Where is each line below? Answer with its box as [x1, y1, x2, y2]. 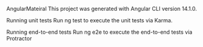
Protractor [6, 35, 33, 42]
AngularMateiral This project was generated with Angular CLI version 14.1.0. [6, 5, 197, 12]
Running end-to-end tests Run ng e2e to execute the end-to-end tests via [6, 28, 193, 36]
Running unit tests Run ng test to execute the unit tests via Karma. [6, 17, 173, 23]
